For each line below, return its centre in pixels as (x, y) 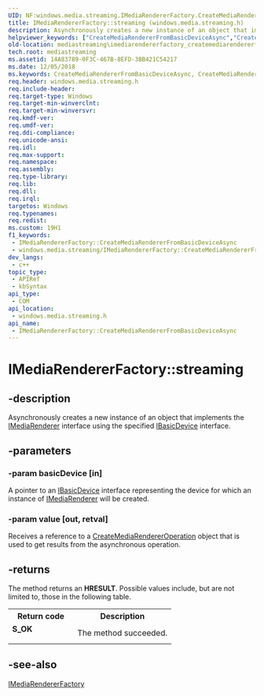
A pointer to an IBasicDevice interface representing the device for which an (130, 490)
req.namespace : (33, 162)
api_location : (31, 308)
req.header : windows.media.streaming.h (73, 81)
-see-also (33, 665)
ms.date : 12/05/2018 (42, 67)
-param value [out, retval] (58, 519)
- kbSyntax (29, 287)
